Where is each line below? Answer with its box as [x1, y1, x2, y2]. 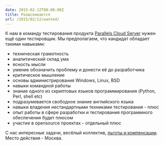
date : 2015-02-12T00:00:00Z [5, 7, 64, 13]
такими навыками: [5, 41, 45, 47]
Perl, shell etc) [12, 93, 43, 99]
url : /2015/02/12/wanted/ [5, 17, 59, 22]
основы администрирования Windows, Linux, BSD [12, 77, 120, 83]
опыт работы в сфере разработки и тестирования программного [12, 109, 153, 115]
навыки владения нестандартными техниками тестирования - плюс [12, 104, 159, 110]
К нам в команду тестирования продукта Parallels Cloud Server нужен [5, 31, 156, 37]
